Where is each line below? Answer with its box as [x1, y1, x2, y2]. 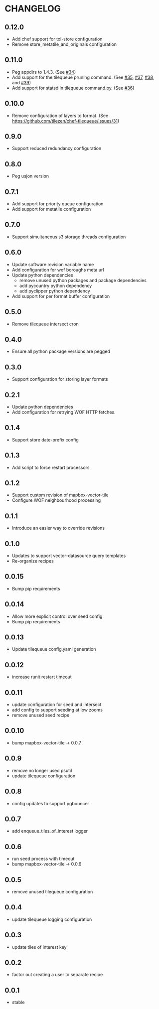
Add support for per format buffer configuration [11, 293, 110, 299]
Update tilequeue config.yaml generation [11, 646, 96, 652]
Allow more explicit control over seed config [11, 613, 103, 619]
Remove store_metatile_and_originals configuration [11, 41, 117, 47]
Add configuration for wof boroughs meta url [11, 267, 104, 273]
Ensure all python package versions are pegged [11, 348, 110, 354]
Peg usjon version [11, 173, 49, 179]
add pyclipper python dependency [19, 288, 90, 294]
